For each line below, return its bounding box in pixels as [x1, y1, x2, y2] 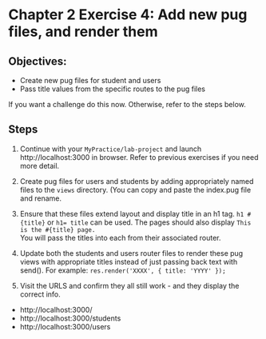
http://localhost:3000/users [19, 321, 111, 331]
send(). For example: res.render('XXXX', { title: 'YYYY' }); [19, 265, 226, 275]
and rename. [19, 193, 62, 203]
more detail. [19, 161, 60, 170]
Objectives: [8, 54, 67, 68]
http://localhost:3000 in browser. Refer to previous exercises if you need [19, 152, 259, 162]
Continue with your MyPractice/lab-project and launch [19, 144, 202, 154]
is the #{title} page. [19, 225, 96, 233]
